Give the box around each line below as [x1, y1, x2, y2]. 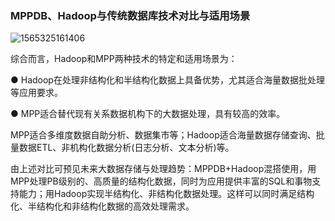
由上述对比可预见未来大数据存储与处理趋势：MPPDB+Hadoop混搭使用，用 [10, 163, 317, 175]
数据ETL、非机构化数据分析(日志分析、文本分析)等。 [18, 142, 235, 154]
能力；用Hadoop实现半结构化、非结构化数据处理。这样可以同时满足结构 [18, 188, 315, 200]
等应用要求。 [10, 87, 63, 99]
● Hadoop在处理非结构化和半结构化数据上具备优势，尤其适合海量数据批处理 [10, 74, 325, 86]
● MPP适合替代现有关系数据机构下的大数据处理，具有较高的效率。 [10, 108, 286, 120]
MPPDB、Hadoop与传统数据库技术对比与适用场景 [10, 8, 251, 22]
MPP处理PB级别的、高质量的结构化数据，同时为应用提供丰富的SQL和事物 [10, 175, 313, 187]
